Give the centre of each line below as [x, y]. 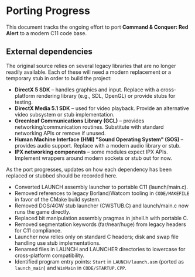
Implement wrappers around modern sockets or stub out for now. [93, 158]
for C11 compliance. [38, 230]
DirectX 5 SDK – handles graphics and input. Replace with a [87, 90]
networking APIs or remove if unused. [60, 133]
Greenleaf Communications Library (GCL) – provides [79, 121]
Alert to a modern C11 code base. [47, 33]
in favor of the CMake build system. [57, 199]
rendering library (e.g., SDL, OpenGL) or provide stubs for [106, 95]
